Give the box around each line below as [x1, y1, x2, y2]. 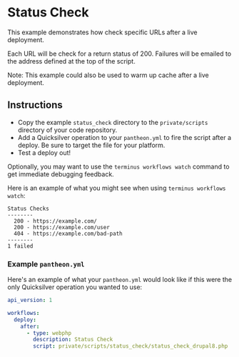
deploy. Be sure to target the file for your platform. [17, 141, 166, 149]
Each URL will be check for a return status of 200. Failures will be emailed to [7, 49, 232, 58]
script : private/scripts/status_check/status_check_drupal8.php [33, 343, 228, 350]
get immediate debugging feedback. [7, 169, 114, 178]
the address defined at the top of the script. [7, 56, 136, 65]
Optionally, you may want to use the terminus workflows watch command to [7, 162, 230, 171]
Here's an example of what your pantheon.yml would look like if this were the [7, 276, 233, 284]
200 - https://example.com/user [14, 223, 111, 231]
